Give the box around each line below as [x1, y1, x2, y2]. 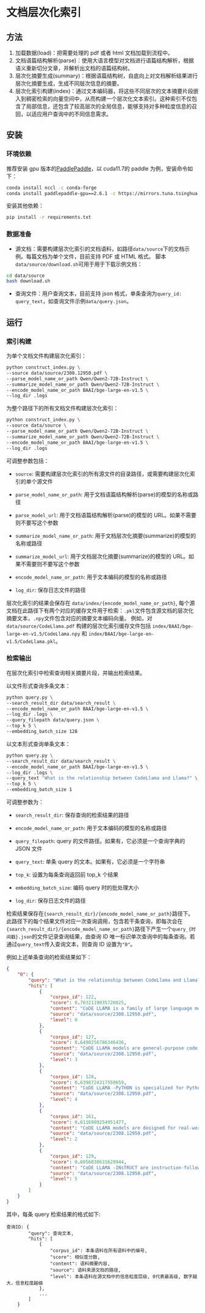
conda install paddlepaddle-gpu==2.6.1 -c [6, 190, 116, 196]
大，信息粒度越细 [6, 1280, 43, 1286]
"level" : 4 [49, 1097, 78, 1103]
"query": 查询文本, [28, 1230, 74, 1237]
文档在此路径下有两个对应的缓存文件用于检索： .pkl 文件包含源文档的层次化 [6, 606, 194, 614]
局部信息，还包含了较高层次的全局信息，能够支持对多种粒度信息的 [26, 103, 192, 110]
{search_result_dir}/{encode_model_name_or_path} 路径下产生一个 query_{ [6, 925, 192, 933]
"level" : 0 [49, 1017, 78, 1023]
